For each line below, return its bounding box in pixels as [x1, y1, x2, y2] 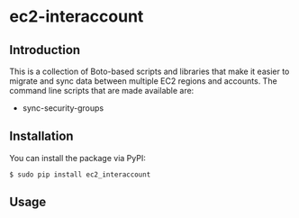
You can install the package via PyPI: [9, 152, 146, 163]
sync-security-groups [22, 103, 104, 114]
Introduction [9, 42, 81, 58]
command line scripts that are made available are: [9, 86, 195, 95]
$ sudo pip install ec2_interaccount [9, 169, 151, 179]
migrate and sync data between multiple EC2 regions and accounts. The [9, 76, 277, 86]
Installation [9, 129, 74, 144]
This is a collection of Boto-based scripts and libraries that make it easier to [9, 66, 290, 77]
